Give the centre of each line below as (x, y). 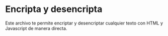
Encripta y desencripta (54, 9)
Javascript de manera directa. (36, 28)
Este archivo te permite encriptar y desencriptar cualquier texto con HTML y (84, 23)
